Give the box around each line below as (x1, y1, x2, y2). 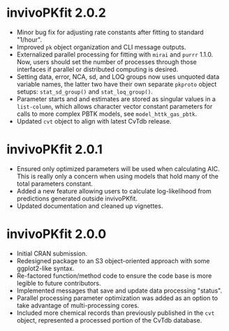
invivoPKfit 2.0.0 (6, 226, 107, 242)
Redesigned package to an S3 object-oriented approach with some (16, 256, 210, 265)
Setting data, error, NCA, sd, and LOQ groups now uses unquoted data (16, 72, 220, 81)
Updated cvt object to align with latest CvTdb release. (16, 117, 172, 125)
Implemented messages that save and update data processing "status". (16, 286, 223, 295)
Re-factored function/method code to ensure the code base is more (16, 271, 212, 280)
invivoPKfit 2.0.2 (6, 5, 106, 21)
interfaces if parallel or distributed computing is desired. (16, 65, 179, 73)
